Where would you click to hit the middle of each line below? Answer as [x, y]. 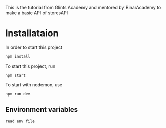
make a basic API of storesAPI [37, 13]
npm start [16, 75]
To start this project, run [30, 66]
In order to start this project [34, 47]
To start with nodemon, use [34, 85]
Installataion [32, 33]
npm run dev [18, 94]
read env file [20, 121]
